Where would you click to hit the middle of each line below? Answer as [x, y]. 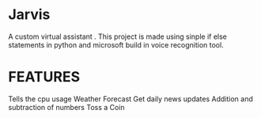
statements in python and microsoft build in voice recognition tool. [116, 44]
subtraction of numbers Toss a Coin [66, 107]
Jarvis [29, 15]
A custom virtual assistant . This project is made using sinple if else [117, 36]
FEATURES [44, 77]
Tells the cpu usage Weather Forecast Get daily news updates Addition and [130, 99]
